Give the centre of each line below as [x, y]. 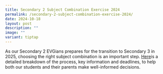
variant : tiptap [22, 37]
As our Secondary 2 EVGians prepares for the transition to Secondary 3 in [80, 51]
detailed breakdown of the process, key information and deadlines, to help [81, 62]
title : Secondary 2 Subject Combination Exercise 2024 [63, 10]
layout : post [18, 23]
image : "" [15, 33]
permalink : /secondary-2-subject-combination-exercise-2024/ [69, 14]
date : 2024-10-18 [23, 19]
